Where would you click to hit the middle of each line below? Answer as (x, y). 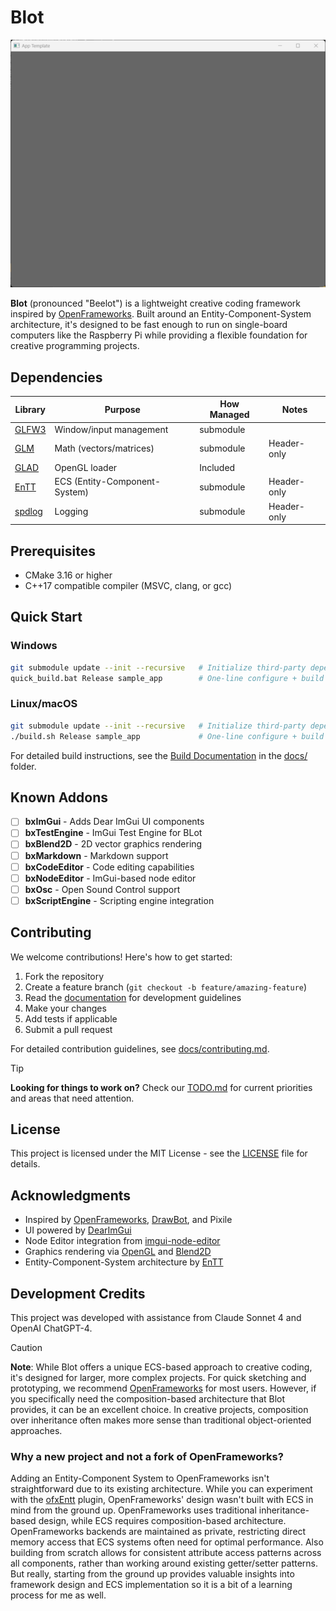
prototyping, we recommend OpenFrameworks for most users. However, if (163, 1388)
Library (30, 409)
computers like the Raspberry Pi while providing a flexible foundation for (159, 335)
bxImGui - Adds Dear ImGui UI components (114, 822)
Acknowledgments (71, 1195)
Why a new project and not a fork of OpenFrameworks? (147, 1456)
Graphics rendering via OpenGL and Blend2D (118, 1252)
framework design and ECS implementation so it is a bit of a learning (151, 1585)
